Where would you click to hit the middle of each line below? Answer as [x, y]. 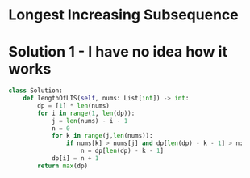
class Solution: [35, 91]
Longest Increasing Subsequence [124, 15]
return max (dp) [63, 166]
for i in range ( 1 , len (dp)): [86, 113]
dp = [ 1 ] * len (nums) [74, 106]
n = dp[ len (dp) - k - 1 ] [122, 151]
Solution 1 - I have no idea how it [118, 52]
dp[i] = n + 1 [75, 159]
